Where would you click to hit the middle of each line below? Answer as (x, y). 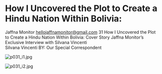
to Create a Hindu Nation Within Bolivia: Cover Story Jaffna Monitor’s (74, 37)
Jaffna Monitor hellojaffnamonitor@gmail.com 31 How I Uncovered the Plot (80, 32)
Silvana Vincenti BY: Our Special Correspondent (53, 47)
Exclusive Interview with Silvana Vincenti (46, 42)
